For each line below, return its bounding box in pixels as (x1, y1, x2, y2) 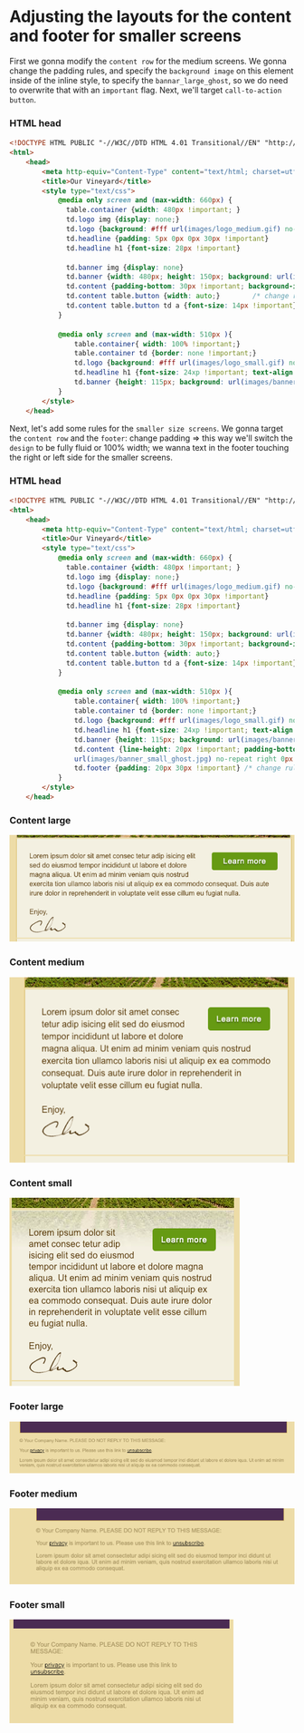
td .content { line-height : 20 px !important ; (73, 745, 242, 754)
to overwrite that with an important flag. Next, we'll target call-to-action (9, 84, 282, 95)
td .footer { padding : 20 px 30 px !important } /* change (73, 764, 281, 773)
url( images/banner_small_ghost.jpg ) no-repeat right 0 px (73, 755, 294, 764)
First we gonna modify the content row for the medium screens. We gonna (9, 55, 287, 66)
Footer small (9, 1598, 65, 1611)
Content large (9, 813, 71, 826)
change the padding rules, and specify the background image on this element (9, 65, 294, 76)
